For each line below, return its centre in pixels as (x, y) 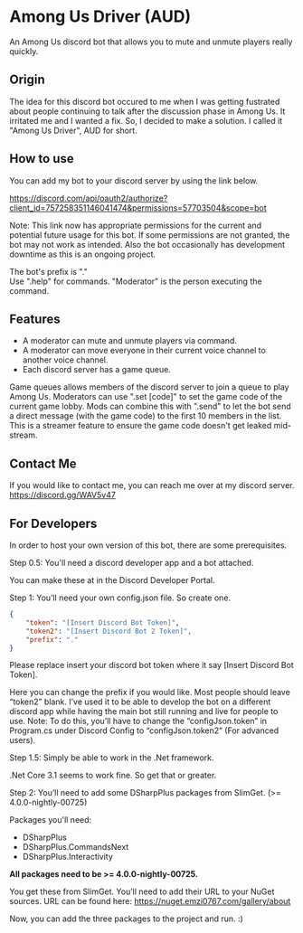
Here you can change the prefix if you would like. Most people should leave (150, 693)
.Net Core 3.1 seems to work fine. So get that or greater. (113, 776)
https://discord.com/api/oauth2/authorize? (89, 198)
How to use (42, 159)
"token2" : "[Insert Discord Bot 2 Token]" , (109, 631)
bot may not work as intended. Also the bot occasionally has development (147, 244)
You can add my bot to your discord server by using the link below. (134, 180)
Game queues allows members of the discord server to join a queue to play (149, 387)
